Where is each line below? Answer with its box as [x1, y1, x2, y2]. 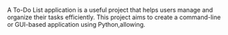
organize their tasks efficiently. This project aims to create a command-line [7, 13, 221, 21]
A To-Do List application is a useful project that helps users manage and [7, 6, 213, 14]
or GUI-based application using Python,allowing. [7, 21, 146, 28]
